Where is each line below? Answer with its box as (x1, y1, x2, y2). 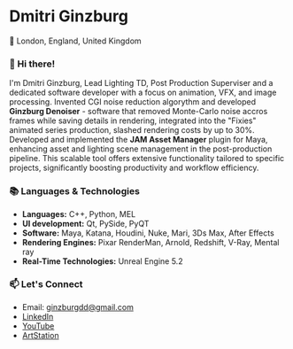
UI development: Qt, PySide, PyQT (21, 218, 150, 229)
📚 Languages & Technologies (9, 185, 140, 198)
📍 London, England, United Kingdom (9, 35, 142, 46)
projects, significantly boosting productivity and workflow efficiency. (9, 162, 259, 174)
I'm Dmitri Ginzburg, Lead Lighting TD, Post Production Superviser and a (9, 78, 274, 89)
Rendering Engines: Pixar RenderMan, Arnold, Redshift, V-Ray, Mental (21, 237, 280, 247)
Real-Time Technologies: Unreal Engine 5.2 (21, 255, 183, 267)
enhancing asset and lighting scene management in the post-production (9, 143, 273, 154)
